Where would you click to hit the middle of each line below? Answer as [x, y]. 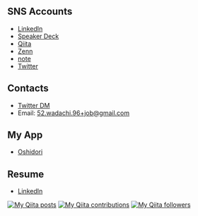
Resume [26, 174]
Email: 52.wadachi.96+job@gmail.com [74, 113]
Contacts [28, 89]
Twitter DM [34, 105]
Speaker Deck [38, 36]
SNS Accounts [40, 12]
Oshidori [30, 152]
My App [25, 135]
